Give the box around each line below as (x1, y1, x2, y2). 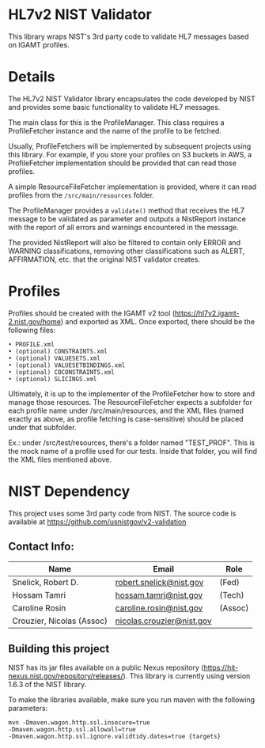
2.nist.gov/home (8, 316, 62, 326)
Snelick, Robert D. (12, 576, 79, 587)
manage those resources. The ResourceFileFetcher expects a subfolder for (8, 397, 253, 406)
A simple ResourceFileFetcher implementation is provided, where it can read (8, 182, 257, 191)
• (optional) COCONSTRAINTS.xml (8, 368, 115, 376)
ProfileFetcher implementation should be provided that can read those (8, 158, 237, 168)
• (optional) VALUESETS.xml (8, 354, 101, 362)
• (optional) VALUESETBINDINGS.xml (8, 361, 126, 369)
